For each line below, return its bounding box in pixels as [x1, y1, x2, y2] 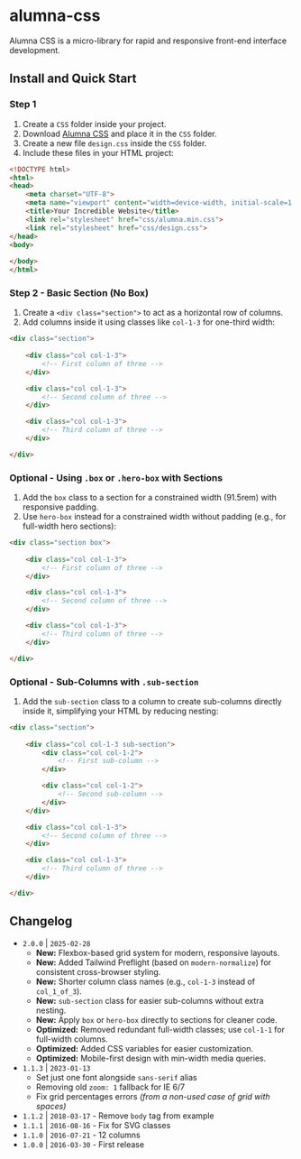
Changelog [9, 914, 73, 929]
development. [9, 44, 60, 55]
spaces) [35, 1100, 67, 1111]
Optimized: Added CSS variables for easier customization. [35, 1043, 254, 1053]
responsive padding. [22, 501, 99, 512]
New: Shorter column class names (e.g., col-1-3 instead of [35, 976, 255, 987]
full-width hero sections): [22, 520, 117, 532]
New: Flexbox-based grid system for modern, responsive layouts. [35, 947, 280, 958]
